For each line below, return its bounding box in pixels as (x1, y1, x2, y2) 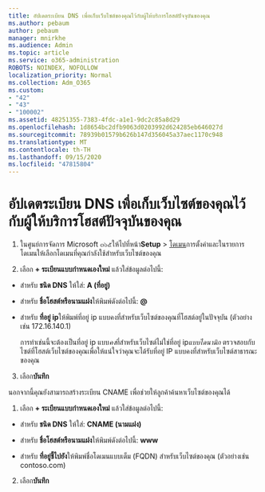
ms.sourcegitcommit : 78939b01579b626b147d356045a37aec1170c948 (8, 130, 223, 138)
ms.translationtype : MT (8, 138, 88, 146)
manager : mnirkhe (8, 34, 66, 42)
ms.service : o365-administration (8, 57, 120, 65)
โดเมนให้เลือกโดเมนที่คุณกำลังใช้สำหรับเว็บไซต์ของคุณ (19, 249, 162, 258)
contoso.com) (19, 461, 66, 470)
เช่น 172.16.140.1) (19, 322, 72, 331)
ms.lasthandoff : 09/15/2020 (8, 153, 102, 161)
